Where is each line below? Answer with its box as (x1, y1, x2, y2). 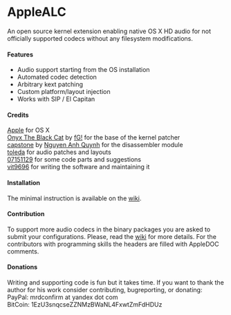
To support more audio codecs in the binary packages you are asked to (7, 225, 211, 233)
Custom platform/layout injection (17, 88, 111, 96)
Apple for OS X (7, 126, 50, 135)
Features (7, 50, 33, 59)
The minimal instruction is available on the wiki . (7, 194, 142, 202)
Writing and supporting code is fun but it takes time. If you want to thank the (7, 278, 225, 287)
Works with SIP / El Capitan (17, 95, 95, 104)
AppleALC (7, 4, 67, 20)
